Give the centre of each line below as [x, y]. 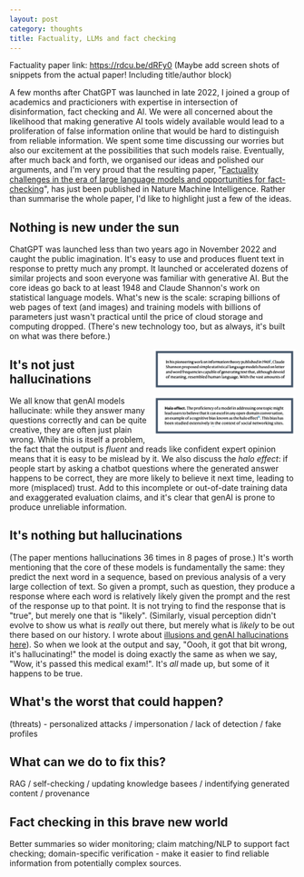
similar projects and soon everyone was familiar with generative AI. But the [149, 278]
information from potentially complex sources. [95, 863]
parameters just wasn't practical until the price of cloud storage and [136, 317]
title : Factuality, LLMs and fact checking [93, 38]
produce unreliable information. [68, 507]
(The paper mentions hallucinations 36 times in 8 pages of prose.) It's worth [152, 557]
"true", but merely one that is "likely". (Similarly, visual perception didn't [143, 615]
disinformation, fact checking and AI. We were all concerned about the [142, 112]
